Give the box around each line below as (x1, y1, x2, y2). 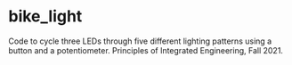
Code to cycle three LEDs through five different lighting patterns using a (8, 36, 272, 46)
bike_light (8, 6, 83, 27)
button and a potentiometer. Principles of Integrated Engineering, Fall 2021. (8, 45, 284, 55)
